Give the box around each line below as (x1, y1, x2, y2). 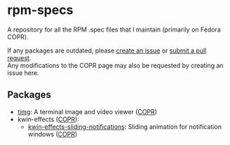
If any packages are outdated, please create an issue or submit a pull (7, 46, 207, 55)
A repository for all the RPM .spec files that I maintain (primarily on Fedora (7, 25, 221, 34)
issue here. (7, 69, 40, 77)
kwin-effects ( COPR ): (17, 115, 79, 123)
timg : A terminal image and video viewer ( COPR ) (17, 107, 158, 116)
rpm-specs (7, 2, 74, 18)
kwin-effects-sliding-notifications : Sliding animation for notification (27, 122, 222, 131)
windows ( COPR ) (27, 130, 78, 138)
